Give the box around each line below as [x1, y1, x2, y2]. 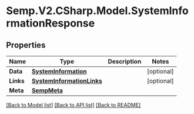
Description [108, 58, 142, 65]
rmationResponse [6, 16, 95, 30]
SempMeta [31, 86, 63, 95]
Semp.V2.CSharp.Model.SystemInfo [6, 4, 189, 18]
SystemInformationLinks [31, 77, 102, 85]
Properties [6, 40, 46, 50]
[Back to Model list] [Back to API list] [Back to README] [6, 102, 141, 108]
